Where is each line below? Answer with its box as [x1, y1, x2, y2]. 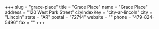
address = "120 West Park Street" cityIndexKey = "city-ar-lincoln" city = [5, 9, 153, 15]
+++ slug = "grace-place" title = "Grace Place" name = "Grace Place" [5, 4, 148, 10]
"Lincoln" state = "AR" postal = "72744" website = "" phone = [5, 14, 132, 20]
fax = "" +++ [19, 19, 45, 25]
